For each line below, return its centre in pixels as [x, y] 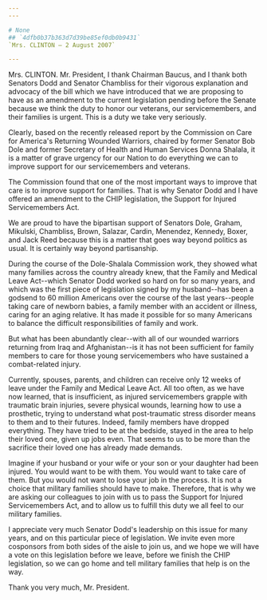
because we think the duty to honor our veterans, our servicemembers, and [132, 109]
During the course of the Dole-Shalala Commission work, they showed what [133, 264]
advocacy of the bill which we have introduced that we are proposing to [126, 92]
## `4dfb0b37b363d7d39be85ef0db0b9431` [75, 38]
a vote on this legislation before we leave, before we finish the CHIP [120, 555]
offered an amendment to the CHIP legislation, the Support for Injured [122, 199]
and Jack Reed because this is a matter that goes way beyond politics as [128, 240]
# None [19, 30]
